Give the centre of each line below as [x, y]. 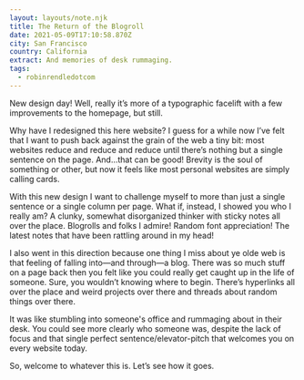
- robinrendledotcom [56, 77]
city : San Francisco [49, 43]
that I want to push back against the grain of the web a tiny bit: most [137, 140]
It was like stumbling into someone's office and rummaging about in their [146, 319]
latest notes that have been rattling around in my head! [112, 235]
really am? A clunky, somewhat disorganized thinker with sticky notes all [145, 216]
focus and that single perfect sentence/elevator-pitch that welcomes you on [152, 338]
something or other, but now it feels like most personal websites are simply [150, 169]
